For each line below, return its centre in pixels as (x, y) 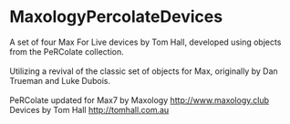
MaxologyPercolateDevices (116, 17)
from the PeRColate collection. (67, 51)
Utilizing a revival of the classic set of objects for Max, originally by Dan (144, 71)
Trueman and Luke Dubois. (60, 80)
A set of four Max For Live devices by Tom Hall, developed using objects (145, 42)
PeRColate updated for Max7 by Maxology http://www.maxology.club (139, 100)
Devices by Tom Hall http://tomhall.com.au (89, 109)
